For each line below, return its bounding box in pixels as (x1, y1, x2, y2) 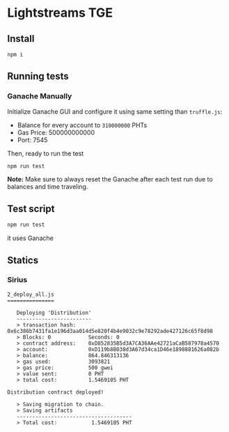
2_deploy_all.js (7, 291, 54, 298)
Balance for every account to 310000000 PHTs (17, 121, 148, 129)
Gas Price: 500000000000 (17, 128, 95, 137)
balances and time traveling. (7, 183, 88, 191)
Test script (7, 202, 55, 214)
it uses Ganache (7, 234, 54, 242)
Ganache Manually (7, 91, 72, 101)
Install (7, 33, 35, 45)
